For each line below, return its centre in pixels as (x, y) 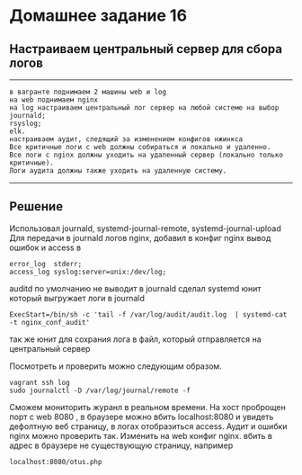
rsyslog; (26, 123)
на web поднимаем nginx (54, 100)
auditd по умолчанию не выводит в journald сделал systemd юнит (135, 288)
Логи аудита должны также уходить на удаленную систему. (118, 171)
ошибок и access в (45, 247)
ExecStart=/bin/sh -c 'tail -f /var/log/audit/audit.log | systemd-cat (148, 314)
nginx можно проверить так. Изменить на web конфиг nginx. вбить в (141, 435)
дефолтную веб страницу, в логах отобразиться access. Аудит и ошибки (148, 426)
